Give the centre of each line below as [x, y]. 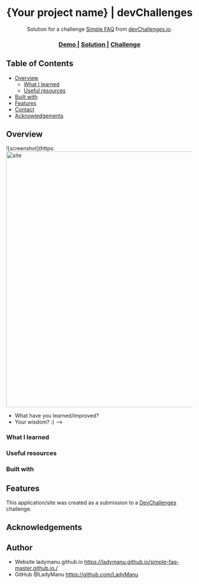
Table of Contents [40, 64]
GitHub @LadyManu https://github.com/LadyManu [76, 575]
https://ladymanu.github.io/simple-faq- [131, 562]
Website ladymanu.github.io [49, 562]
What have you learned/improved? [57, 416]
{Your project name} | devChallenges [99, 13]
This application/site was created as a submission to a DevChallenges [91, 503]
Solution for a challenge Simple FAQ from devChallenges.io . [99, 29]
